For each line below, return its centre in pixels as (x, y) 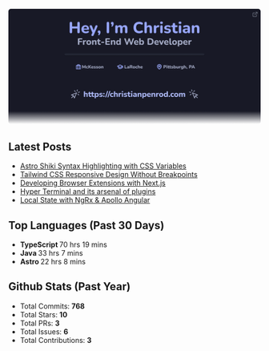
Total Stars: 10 (44, 314)
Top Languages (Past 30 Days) (86, 225)
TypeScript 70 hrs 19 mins (64, 244)
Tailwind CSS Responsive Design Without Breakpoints (108, 175)
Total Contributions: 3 (56, 340)
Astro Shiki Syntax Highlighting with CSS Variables (103, 166)
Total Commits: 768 (52, 306)
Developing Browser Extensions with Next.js (92, 183)
